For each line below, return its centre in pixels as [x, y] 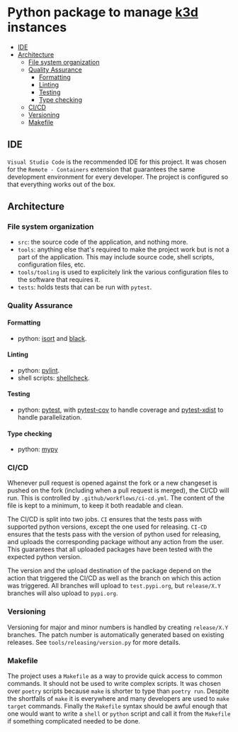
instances [37, 27]
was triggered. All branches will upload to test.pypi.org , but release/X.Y [114, 586]
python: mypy [38, 449]
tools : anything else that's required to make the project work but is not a [123, 249]
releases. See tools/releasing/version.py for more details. [94, 642]
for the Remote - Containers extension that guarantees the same [101, 169]
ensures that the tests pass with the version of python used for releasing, [114, 534]
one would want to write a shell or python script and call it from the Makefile [119, 714]
